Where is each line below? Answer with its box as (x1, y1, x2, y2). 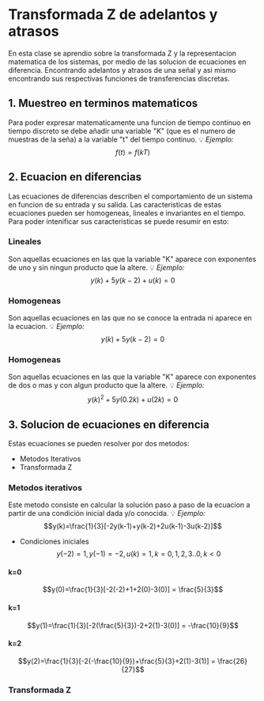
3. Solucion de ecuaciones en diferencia (8, 418, 209, 431)
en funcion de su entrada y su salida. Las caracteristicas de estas (8, 199, 222, 209)
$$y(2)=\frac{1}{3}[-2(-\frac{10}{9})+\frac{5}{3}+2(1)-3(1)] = (17, 656, 216, 665)
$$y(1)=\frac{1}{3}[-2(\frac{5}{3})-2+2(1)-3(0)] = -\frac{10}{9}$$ (27, 620, 239, 630)
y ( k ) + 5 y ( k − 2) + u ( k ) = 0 (90, 275, 175, 285)
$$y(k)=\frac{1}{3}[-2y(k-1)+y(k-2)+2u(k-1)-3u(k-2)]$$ (43, 521, 223, 531)
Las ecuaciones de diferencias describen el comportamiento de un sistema (8, 191, 253, 201)
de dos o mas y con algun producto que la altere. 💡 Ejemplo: (8, 381, 205, 390)
